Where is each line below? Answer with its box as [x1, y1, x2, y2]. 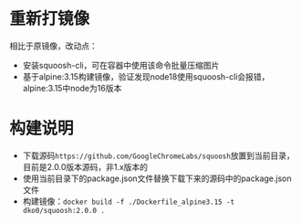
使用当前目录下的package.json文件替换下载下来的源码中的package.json [22, 173, 292, 184]
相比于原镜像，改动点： [9, 40, 98, 51]
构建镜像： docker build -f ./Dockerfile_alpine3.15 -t [22, 196, 235, 207]
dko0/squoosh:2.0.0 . [22, 206, 105, 215]
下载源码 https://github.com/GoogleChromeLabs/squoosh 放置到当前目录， [22, 150, 295, 161]
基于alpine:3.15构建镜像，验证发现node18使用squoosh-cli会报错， [22, 70, 270, 82]
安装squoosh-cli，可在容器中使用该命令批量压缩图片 [22, 59, 220, 70]
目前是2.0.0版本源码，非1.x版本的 [22, 161, 149, 172]
